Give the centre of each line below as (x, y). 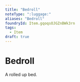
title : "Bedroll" (23, 10)
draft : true (17, 37)
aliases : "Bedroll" (25, 19)
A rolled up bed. (21, 74)
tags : (10, 28)
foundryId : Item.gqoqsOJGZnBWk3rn (40, 23)
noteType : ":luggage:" (28, 14)
